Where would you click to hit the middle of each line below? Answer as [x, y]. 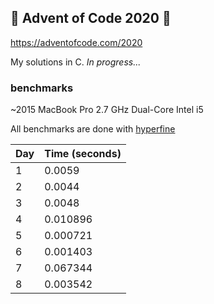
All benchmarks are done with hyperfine [93, 129]
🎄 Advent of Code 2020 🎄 [91, 18]
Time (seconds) [83, 154]
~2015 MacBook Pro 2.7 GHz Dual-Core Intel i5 [107, 110]
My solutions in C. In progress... [76, 62]
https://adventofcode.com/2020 [76, 42]
